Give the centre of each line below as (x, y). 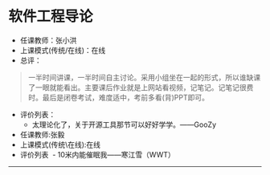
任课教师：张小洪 (48, 40)
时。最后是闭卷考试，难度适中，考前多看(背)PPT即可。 (118, 97)
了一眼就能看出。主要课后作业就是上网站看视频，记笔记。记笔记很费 (141, 87)
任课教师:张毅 (42, 134)
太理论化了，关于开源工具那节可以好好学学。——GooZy (124, 124)
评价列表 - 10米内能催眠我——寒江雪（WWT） (97, 154)
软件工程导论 (51, 16)
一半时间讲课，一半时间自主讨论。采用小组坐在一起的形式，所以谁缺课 (144, 77)
